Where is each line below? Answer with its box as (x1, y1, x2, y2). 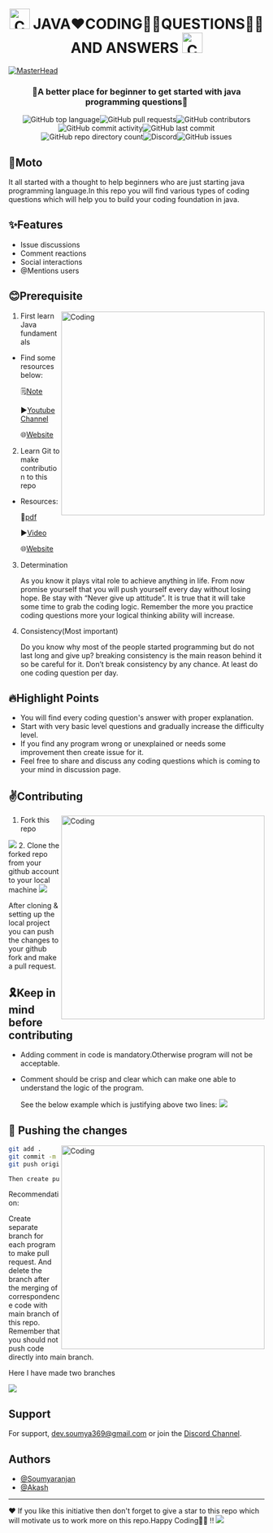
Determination (19, 560, 68, 569)
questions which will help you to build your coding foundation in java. (8, 195, 240, 204)
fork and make (8, 953, 57, 963)
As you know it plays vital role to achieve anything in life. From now (19, 575, 245, 586)
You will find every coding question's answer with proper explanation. (19, 713, 254, 723)
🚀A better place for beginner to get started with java (32, 86, 241, 97)
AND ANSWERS (70, 39, 179, 57)
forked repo (8, 850, 48, 859)
